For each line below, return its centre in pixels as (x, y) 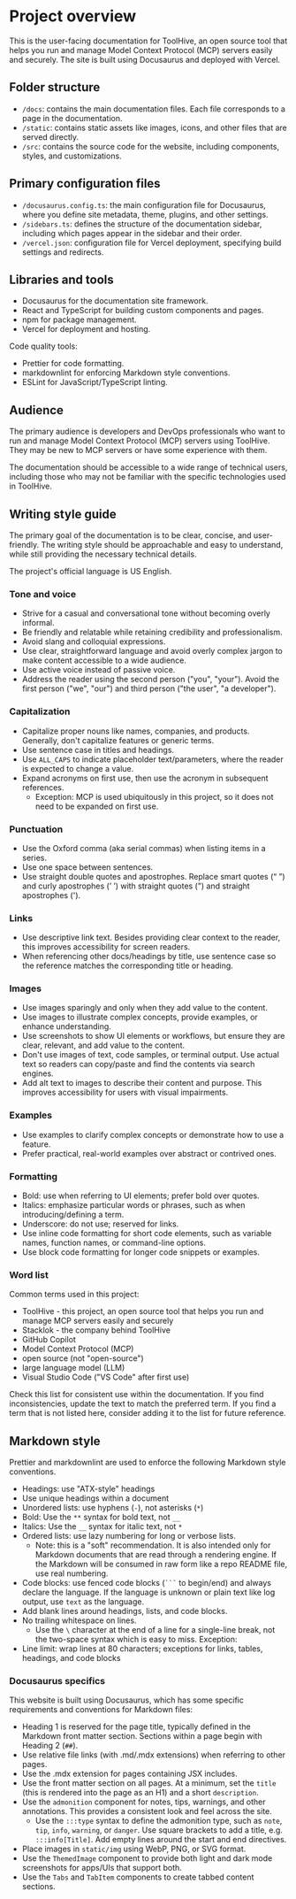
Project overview (73, 16)
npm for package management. (79, 319)
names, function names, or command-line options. (114, 1243)
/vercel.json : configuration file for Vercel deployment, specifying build (152, 242)
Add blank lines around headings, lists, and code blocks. (125, 1611)
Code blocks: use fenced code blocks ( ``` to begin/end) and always (147, 1583)
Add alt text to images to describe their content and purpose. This (142, 1083)
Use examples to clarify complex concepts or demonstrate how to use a (153, 1134)
